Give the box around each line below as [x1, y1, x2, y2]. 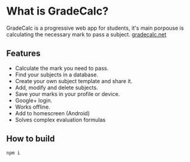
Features [6, 49, 41, 59]
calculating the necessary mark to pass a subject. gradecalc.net [6, 30, 167, 38]
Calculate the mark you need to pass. [15, 64, 109, 72]
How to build [6, 133, 55, 144]
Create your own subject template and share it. [15, 77, 132, 84]
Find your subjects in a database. [15, 71, 98, 78]
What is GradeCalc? [6, 4, 109, 18]
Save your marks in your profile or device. [15, 90, 120, 98]
